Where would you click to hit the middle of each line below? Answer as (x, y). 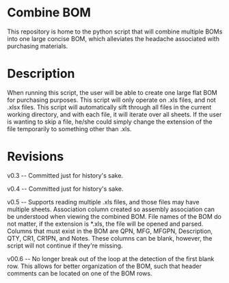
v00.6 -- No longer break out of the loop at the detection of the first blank (111, 258)
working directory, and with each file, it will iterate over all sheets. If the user (114, 114)
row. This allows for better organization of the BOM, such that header (104, 266)
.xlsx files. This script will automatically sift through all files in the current (109, 107)
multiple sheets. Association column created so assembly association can (111, 209)
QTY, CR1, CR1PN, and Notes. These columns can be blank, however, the (110, 238)
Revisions (36, 157)
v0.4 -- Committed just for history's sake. (65, 189)
